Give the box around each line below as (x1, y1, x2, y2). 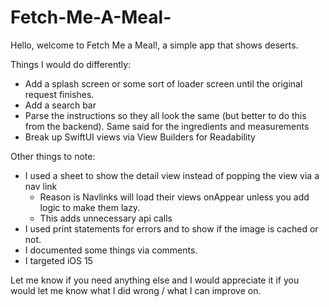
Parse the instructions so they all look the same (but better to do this (24, 109, 307, 121)
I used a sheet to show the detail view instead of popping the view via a (24, 169, 320, 181)
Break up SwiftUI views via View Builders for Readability (24, 131, 256, 143)
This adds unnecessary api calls (39, 212, 173, 224)
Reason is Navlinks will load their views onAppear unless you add (39, 191, 310, 203)
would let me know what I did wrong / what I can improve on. (10, 284, 262, 296)
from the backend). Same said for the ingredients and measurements (24, 120, 310, 132)
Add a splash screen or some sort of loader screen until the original (24, 77, 303, 90)
